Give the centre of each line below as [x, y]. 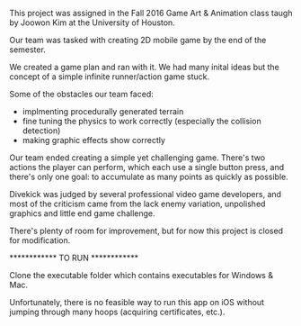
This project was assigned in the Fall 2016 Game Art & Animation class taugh [151, 13]
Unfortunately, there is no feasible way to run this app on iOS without [137, 302]
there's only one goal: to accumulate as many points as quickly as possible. [149, 177]
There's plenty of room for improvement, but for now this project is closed [146, 231]
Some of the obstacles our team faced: [82, 94]
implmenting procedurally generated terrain [103, 111]
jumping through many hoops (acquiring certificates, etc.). [117, 312]
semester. [28, 50]
